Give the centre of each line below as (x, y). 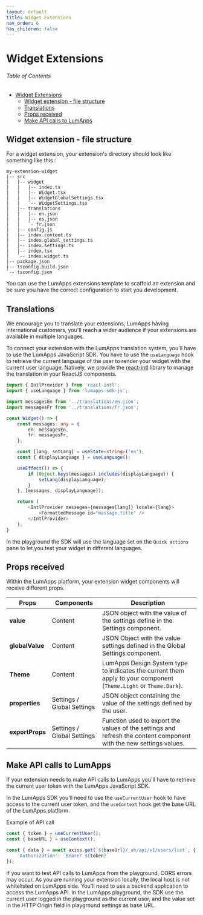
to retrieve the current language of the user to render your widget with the (98, 361)
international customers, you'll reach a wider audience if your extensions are (101, 330)
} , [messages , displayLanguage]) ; (60, 491)
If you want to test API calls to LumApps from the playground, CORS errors (99, 873)
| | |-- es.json (32, 219)
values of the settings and (139, 728)
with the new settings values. (143, 744)
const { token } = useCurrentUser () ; (54, 834)
